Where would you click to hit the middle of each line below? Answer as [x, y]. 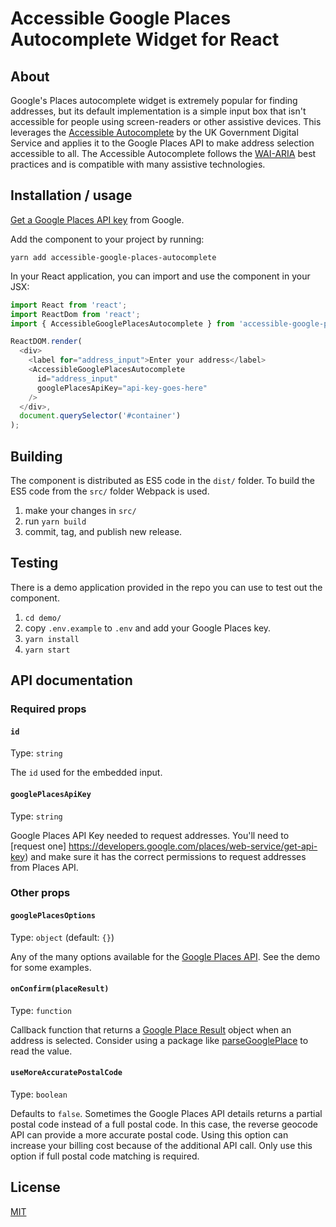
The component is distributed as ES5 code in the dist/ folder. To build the [162, 480]
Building [36, 456]
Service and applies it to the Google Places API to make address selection [162, 143]
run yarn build [55, 521]
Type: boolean [39, 1094]
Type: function [41, 1010]
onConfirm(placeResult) [60, 989]
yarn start [47, 650]
